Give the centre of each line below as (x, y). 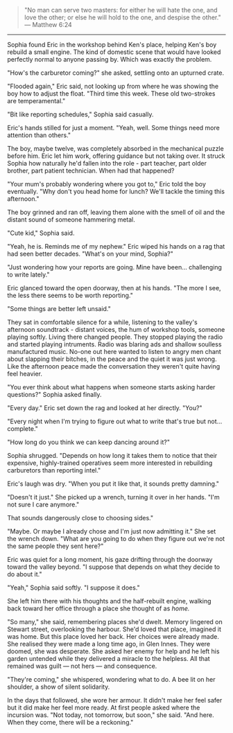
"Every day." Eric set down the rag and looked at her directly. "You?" (105, 408)
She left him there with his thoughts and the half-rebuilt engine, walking (109, 601)
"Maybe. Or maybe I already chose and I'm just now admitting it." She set (112, 531)
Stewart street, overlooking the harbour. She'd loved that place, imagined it (114, 629)
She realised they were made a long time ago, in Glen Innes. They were (109, 644)
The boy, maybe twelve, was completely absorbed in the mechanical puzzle (115, 149)
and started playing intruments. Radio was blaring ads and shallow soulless (114, 344)
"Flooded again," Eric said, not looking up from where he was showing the (113, 86)
